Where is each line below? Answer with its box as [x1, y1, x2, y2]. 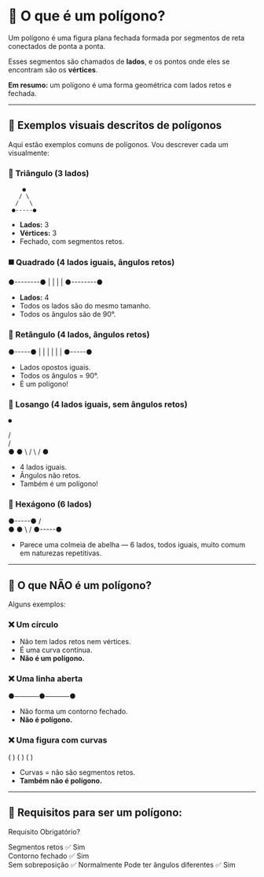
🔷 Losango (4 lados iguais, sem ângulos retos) [8, 399, 188, 410]
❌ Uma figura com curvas [8, 735, 108, 746]
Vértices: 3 [19, 228, 57, 238]
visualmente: [8, 148, 49, 157]
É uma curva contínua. [19, 645, 93, 655]
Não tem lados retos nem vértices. [19, 637, 131, 647]
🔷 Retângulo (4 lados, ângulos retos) [8, 330, 150, 341]
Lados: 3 [19, 220, 49, 230]
